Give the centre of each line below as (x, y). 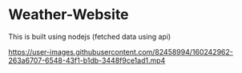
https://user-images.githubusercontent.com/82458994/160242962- (121, 52)
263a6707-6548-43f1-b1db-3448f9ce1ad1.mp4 (87, 60)
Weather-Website (69, 15)
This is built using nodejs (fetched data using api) (90, 36)
